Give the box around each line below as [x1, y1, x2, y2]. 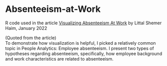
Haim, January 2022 [5, 25, 47, 31]
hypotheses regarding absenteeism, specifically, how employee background [5, 51, 162, 57]
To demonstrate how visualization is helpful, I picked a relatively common [5, 40, 156, 46]
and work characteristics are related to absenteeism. [5, 56, 114, 62]
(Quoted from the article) [5, 35, 56, 41]
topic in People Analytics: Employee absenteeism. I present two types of [5, 45, 154, 51]
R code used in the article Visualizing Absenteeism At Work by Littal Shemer [5, 20, 162, 26]
